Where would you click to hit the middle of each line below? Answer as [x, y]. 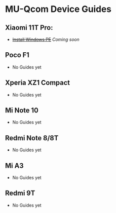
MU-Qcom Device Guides [58, 9]
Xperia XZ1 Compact [38, 83]
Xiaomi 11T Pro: [29, 28]
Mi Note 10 [22, 110]
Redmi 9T [20, 193]
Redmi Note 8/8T [32, 138]
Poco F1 [17, 55]
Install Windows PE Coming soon [46, 39]
